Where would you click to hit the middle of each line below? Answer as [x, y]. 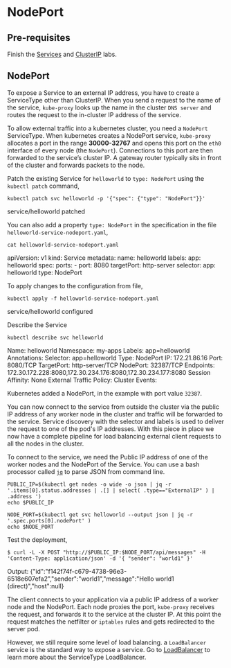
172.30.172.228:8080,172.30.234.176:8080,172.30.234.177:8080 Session [109, 372]
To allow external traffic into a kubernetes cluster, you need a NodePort [108, 128]
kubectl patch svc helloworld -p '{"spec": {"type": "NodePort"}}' [107, 198]
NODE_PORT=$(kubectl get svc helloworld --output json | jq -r [100, 515]
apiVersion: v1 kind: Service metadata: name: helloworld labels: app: [104, 258]
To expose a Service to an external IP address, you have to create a [103, 93]
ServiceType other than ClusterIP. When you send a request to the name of [114, 100]
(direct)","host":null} [36, 586]
